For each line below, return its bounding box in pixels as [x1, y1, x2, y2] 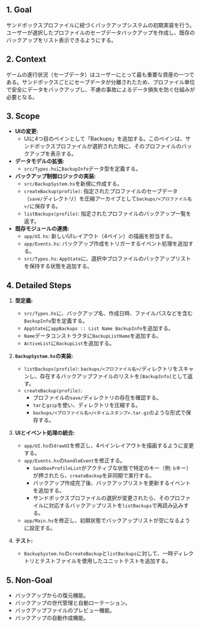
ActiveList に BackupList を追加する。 [23, 340, 115, 347]
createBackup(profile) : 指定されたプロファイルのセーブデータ [23, 188, 178, 195]
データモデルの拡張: [14, 158, 65, 165]
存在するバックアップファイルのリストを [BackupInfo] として [40, 373, 188, 380]
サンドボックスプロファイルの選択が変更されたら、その [32, 495, 170, 502]
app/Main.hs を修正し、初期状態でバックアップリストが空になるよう [23, 517, 191, 524]
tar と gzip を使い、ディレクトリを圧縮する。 [32, 402, 141, 409]
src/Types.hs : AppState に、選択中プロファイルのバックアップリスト [23, 255, 191, 263]
